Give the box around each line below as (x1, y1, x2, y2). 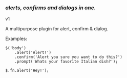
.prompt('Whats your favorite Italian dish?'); (14, 59, 118, 64)
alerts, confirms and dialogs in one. (5, 4, 96, 11)
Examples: (5, 35, 27, 42)
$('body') (5, 46, 27, 51)
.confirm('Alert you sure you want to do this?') (14, 54, 123, 60)
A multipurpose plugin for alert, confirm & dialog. (5, 26, 109, 32)
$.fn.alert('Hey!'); (5, 68, 50, 73)
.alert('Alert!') (14, 50, 52, 55)
